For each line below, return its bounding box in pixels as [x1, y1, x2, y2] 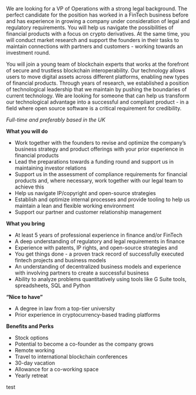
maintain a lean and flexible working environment [14, 202, 135, 209]
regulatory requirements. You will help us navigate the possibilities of [6, 24, 174, 31]
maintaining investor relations [14, 164, 87, 171]
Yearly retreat [14, 372, 48, 379]
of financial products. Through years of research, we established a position [6, 79, 189, 87]
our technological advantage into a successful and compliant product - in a [6, 98, 189, 106]
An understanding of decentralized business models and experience [14, 263, 181, 270]
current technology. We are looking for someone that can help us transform [6, 92, 190, 99]
